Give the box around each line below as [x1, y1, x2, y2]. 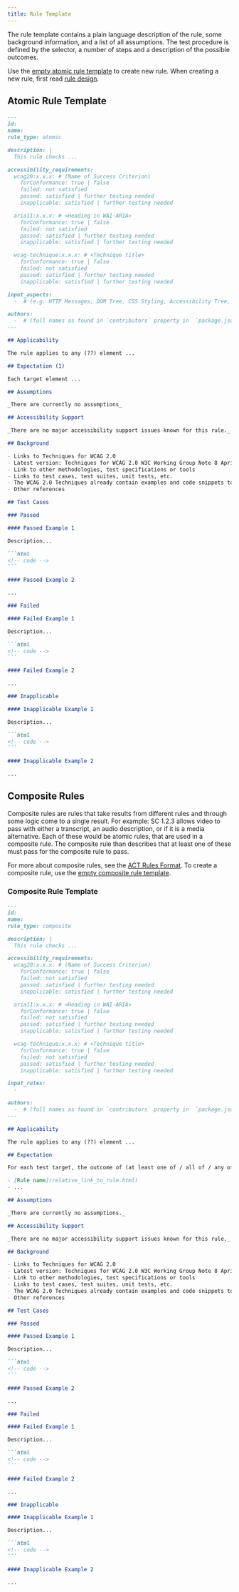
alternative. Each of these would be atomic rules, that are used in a [7, 832, 203, 840]
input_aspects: [7, 291, 53, 298]
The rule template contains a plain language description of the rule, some [7, 30, 222, 39]
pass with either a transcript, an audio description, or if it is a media [7, 824, 205, 832]
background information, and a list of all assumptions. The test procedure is [7, 37, 229, 46]
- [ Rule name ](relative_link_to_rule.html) [7, 1177, 139, 1184]
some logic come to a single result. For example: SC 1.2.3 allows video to [7, 817, 221, 825]
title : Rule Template [7, 10, 72, 18]
